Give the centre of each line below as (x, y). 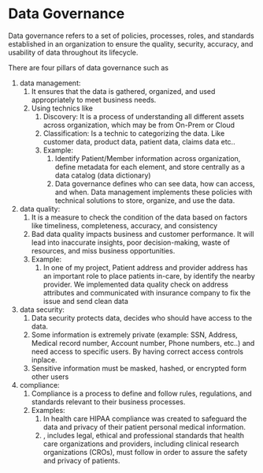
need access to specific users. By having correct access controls (137, 351)
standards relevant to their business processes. (108, 402)
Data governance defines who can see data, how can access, (155, 183)
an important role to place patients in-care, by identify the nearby (149, 276)
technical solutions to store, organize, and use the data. (145, 200)
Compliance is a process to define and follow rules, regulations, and (141, 393)
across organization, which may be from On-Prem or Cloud (139, 125)
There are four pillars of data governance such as (89, 67)
